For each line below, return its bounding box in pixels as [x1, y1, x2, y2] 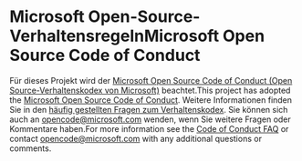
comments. [9, 143, 52, 154]
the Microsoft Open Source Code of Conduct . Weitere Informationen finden [9, 94, 293, 106]
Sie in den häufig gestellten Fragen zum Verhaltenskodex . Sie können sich [9, 104, 288, 115]
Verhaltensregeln [9, 25, 144, 46]
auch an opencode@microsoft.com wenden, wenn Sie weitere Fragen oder [9, 114, 292, 125]
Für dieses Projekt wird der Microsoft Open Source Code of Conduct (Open [9, 75, 293, 86]
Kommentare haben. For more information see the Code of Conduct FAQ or [9, 123, 289, 134]
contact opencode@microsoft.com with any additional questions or [9, 133, 263, 144]
